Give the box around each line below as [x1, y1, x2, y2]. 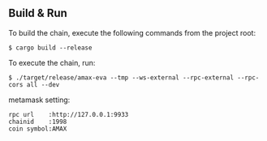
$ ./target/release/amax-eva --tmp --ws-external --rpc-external [8, 73, 234, 82]
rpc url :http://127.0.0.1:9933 [8, 110, 129, 118]
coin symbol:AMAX [8, 125, 67, 133]
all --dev [26, 80, 60, 88]
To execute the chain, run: [8, 58, 96, 67]
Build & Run [8, 6, 67, 20]
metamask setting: [8, 95, 71, 105]
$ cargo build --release [8, 44, 93, 52]
